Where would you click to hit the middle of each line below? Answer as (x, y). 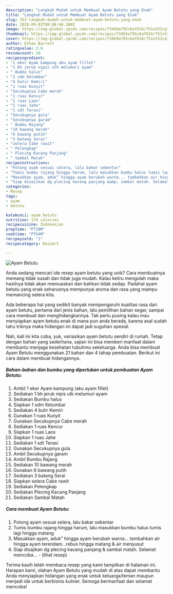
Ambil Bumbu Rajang (35, 459)
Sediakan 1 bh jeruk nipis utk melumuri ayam (60, 394)
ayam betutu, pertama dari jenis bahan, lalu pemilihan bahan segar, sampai (85, 310)
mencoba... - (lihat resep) (40, 554)
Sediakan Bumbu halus (37, 399)
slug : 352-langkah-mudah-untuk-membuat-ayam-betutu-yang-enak (74, 20)
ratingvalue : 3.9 (24, 48)
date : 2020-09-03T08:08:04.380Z (40, 24)
